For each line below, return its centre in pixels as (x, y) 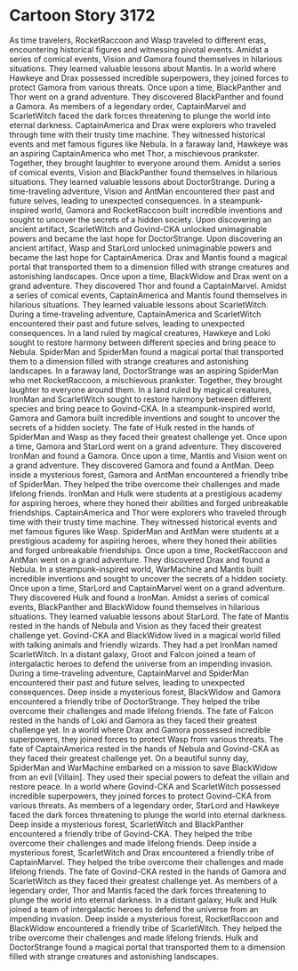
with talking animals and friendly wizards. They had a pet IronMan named (144, 645)
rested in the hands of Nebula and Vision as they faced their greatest (136, 626)
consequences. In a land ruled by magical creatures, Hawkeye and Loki (140, 333)
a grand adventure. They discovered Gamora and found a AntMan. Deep (141, 465)
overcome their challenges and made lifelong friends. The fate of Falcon (141, 710)
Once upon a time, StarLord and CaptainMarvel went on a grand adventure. (147, 588)
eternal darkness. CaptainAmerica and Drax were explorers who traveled (143, 124)
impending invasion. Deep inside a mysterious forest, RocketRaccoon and (144, 919)
